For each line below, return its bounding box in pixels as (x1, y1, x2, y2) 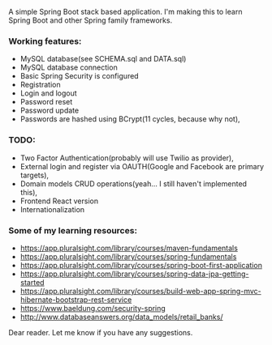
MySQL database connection (19, 62, 118, 72)
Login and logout (19, 88, 77, 98)
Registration (19, 80, 61, 90)
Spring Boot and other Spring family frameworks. (8, 15, 173, 25)
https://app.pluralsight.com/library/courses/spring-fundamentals (19, 251, 237, 262)
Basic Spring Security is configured (19, 71, 140, 81)
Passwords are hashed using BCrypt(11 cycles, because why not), (19, 114, 241, 124)
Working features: (8, 36, 82, 47)
